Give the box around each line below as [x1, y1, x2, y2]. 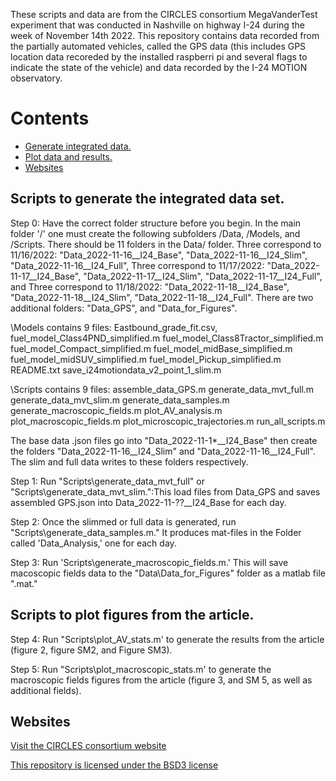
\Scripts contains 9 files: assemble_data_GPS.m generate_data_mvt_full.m [10, 383, 315, 395]
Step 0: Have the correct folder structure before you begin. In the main [10, 217, 302, 229]
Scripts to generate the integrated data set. [10, 190, 285, 208]
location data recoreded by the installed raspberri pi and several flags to [10, 51, 308, 63]
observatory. [10, 72, 63, 84]
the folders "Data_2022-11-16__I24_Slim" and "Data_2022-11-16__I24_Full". [10, 445, 316, 457]
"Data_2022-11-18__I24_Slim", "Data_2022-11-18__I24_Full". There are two [10, 291, 314, 303]
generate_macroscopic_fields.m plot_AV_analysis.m [10, 404, 223, 416]
